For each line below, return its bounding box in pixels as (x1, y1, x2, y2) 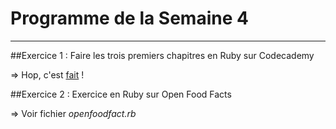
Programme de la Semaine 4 (10, 7, 249, 30)
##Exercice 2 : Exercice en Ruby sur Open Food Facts (10, 88, 232, 100)
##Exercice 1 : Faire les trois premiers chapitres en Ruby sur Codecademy (10, 49, 315, 61)
